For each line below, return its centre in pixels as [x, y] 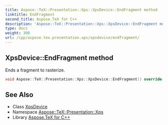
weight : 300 [17, 33]
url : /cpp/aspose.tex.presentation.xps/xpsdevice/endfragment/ [72, 38]
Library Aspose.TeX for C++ [41, 117]
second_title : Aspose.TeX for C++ [41, 19]
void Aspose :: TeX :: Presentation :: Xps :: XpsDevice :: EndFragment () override [84, 79]
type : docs [16, 28]
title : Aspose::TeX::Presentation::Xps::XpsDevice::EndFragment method [81, 10]
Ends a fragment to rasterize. [35, 70]
